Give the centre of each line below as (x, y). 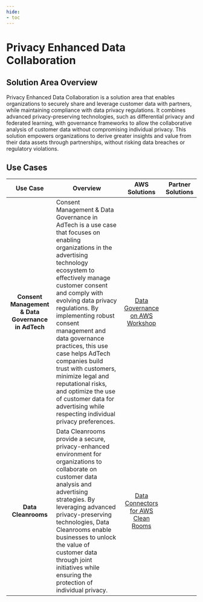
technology (72, 263)
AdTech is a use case (86, 225)
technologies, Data (83, 522)
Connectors (141, 503)
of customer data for (85, 399)
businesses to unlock (86, 537)
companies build (79, 361)
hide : (13, 12)
